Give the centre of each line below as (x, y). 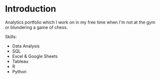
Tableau (20, 61)
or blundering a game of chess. (36, 27)
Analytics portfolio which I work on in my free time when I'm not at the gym (80, 22)
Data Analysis (26, 46)
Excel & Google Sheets (35, 56)
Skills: (11, 37)
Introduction (31, 9)
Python (19, 71)
